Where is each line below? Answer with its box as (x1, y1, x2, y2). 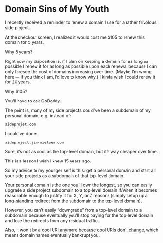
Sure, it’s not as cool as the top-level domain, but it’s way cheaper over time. (5, 148, 158, 154)
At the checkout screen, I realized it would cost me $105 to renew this (5, 34, 145, 40)
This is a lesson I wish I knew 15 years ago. (5, 158, 91, 164)
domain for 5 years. (5, 39, 44, 45)
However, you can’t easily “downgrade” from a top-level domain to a (5, 207, 142, 213)
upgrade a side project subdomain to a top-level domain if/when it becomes (5, 187, 157, 193)
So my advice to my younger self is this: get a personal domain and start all (5, 167, 156, 173)
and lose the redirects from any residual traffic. (5, 217, 99, 223)
